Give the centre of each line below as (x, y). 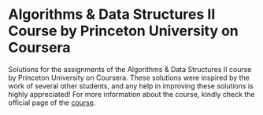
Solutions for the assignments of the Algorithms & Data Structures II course (130, 69)
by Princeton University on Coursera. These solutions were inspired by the (129, 77)
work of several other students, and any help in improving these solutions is (131, 86)
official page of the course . (52, 102)
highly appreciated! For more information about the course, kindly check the (131, 94)
